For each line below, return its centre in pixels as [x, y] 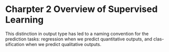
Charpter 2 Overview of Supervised [81, 9]
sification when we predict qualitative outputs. [53, 44]
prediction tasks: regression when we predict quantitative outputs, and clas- [85, 39]
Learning [25, 20]
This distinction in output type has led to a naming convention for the [77, 33]
